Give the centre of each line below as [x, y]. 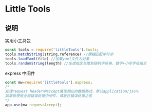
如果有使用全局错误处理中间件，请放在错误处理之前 [49, 96]
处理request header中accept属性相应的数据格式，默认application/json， [73, 91]
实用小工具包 [18, 40]
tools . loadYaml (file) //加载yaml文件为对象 [47, 59]
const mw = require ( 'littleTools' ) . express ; [49, 82]
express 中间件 [20, 73]
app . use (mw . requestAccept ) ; [34, 105]
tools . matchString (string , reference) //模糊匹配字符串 [59, 54]
